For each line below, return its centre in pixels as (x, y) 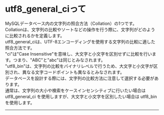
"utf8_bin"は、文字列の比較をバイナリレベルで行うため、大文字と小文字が (79, 66)
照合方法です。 (20, 48)
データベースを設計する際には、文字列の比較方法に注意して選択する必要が (80, 78)
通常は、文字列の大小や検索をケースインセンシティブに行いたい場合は (75, 90)
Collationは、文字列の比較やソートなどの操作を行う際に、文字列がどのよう (80, 29)
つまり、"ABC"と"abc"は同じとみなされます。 (59, 60)
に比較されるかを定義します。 (35, 36)
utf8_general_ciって (46, 9)
